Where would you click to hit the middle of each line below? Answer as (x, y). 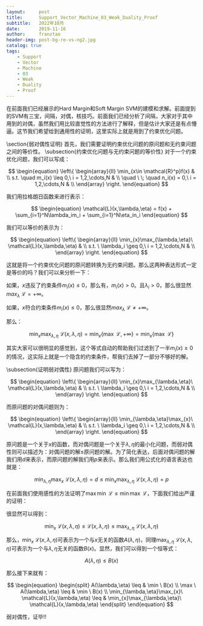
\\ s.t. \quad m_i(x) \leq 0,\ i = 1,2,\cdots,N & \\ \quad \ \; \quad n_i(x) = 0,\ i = (101, 177)
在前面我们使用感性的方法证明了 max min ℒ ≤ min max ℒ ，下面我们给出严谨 (101, 493)
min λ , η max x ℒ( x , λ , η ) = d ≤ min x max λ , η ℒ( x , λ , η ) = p (101, 480)
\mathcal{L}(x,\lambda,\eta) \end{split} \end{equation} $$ (101, 604)
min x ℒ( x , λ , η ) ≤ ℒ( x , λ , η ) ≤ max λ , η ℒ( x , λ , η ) (101, 527)
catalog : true (24, 46)
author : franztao (34, 34)
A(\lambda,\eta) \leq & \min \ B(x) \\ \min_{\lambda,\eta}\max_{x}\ (101, 592)
